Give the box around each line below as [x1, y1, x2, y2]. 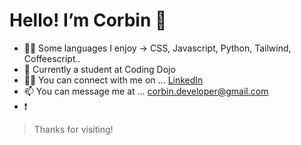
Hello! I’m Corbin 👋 [9, 9, 167, 32]
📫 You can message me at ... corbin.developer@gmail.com [23, 85, 269, 97]
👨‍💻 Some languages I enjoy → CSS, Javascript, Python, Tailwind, [23, 42, 292, 54]
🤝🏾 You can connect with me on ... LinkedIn [23, 74, 204, 86]
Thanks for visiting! [33, 123, 114, 135]
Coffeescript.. [23, 52, 81, 64]
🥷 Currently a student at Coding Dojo [23, 63, 176, 75]
